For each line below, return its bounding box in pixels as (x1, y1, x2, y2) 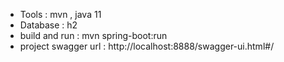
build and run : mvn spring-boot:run (19, 30, 168, 41)
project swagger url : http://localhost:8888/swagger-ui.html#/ (19, 40, 275, 52)
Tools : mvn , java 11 (19, 9, 102, 20)
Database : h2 (19, 19, 78, 31)
